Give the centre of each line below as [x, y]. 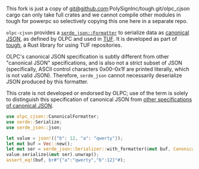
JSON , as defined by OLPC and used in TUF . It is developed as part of [92, 39]
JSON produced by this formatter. [47, 82]
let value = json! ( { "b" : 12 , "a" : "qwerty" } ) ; [65, 138]
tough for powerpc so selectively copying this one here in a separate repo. [97, 21]
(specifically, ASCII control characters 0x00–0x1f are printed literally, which [98, 69]
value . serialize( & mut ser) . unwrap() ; [53, 155]
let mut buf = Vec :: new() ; [39, 144]
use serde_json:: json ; [34, 127]
